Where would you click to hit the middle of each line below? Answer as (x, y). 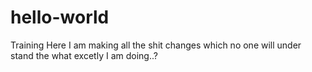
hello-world (60, 17)
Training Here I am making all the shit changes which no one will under (156, 45)
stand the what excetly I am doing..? (84, 55)
